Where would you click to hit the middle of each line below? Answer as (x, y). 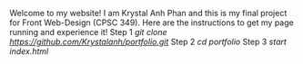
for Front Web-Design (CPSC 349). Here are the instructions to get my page (151, 23)
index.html (29, 51)
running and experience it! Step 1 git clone (88, 32)
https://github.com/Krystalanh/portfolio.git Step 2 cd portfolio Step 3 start (148, 41)
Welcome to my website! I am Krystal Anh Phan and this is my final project (148, 13)
